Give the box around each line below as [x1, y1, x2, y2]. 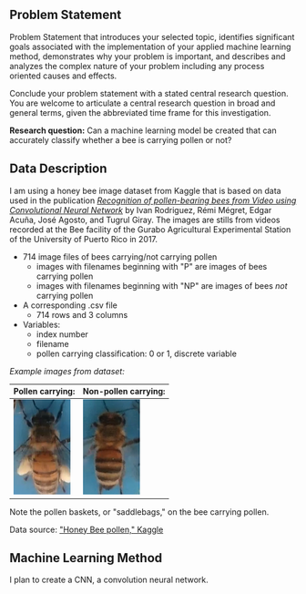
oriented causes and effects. [9, 70, 117, 81]
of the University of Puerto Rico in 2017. [9, 233, 158, 244]
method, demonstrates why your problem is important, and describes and [9, 50, 286, 62]
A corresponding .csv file [22, 300, 118, 311]
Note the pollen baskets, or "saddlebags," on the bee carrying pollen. [9, 506, 270, 517]
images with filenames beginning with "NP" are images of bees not [36, 280, 288, 291]
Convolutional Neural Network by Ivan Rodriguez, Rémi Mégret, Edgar [9, 204, 272, 215]
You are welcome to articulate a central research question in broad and [9, 97, 276, 108]
